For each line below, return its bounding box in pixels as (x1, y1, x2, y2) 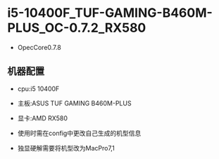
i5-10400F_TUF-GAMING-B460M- (7, 5, 213, 21)
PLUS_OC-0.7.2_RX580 (7, 20, 146, 36)
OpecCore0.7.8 (17, 43, 61, 51)
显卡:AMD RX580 (17, 114, 68, 122)
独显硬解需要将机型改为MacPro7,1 (17, 144, 115, 152)
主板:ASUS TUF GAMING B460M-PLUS (17, 98, 132, 107)
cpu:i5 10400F (17, 84, 60, 93)
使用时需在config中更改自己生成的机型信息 (17, 129, 142, 137)
